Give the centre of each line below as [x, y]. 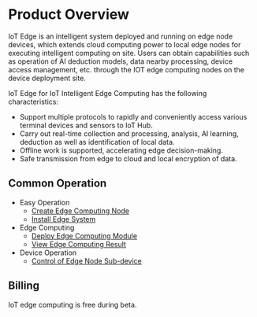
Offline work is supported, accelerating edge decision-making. [121, 150]
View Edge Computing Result [78, 244]
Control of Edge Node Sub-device [86, 260]
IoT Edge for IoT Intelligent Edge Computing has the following [108, 93]
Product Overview [69, 15]
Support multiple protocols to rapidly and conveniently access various [133, 116]
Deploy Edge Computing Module [84, 236]
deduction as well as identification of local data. [97, 142]
